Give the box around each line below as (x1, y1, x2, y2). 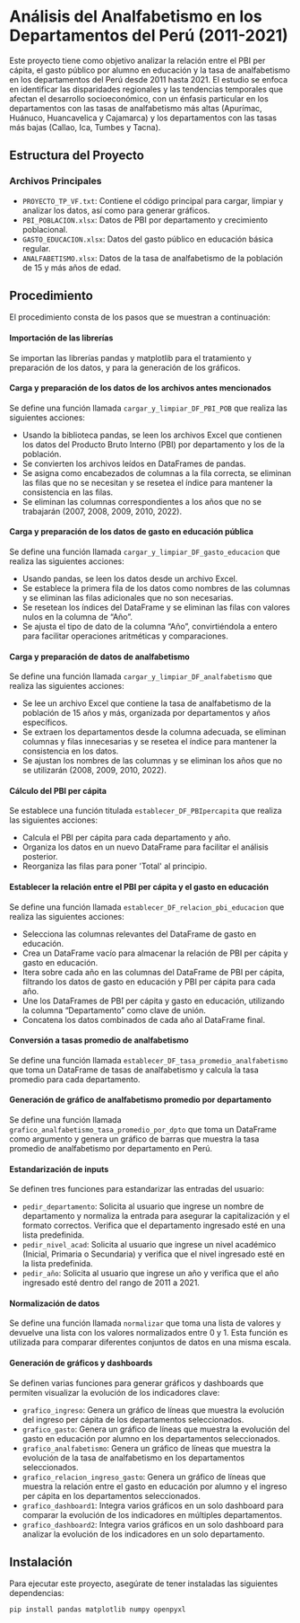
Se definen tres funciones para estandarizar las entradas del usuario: (9, 1184, 264, 1195)
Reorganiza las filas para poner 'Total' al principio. (21, 860, 208, 872)
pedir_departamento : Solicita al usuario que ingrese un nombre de (21, 1201, 264, 1212)
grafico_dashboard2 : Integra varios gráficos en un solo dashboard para (21, 1519, 284, 1530)
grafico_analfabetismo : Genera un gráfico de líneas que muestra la (21, 1442, 271, 1453)
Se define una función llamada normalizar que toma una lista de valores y (9, 1318, 281, 1328)
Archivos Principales (9, 175, 102, 188)
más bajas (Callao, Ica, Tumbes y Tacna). (9, 121, 161, 132)
